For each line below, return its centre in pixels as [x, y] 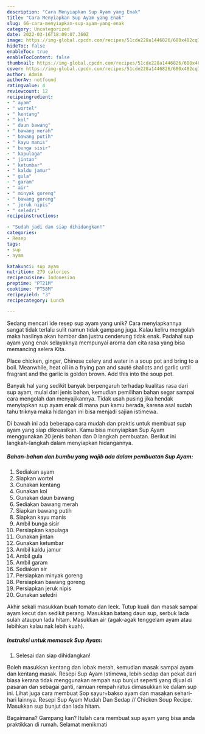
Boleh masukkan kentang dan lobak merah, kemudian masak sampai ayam [100, 668]
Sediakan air [31, 569]
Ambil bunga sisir [37, 524]
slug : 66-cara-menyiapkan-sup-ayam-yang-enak [65, 23]
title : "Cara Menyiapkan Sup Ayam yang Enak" [65, 18]
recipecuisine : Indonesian [41, 278]
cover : [15, 69]
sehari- [183, 693]
